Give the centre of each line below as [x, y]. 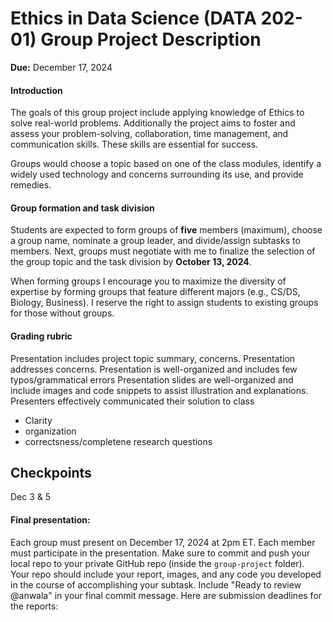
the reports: [34, 606]
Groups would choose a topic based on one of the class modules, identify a [166, 164]
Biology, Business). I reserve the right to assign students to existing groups [164, 303]
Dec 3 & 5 [31, 497]
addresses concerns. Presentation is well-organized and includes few [154, 369]
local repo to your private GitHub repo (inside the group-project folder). [157, 563]
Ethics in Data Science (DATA [133, 18]
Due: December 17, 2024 [61, 67]
